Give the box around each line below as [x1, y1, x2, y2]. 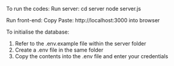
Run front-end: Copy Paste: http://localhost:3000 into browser [6, 17, 160, 23]
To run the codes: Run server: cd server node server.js [6, 5, 141, 12]
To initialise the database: [6, 28, 70, 35]
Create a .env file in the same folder [14, 46, 104, 53]
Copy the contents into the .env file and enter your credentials [14, 53, 169, 59]
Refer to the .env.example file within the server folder [14, 40, 146, 47]
